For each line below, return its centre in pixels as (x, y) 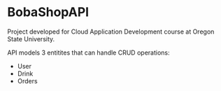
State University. (31, 38)
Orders (27, 80)
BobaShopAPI (48, 12)
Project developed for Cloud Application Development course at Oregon (111, 31)
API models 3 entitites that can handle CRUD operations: (88, 52)
